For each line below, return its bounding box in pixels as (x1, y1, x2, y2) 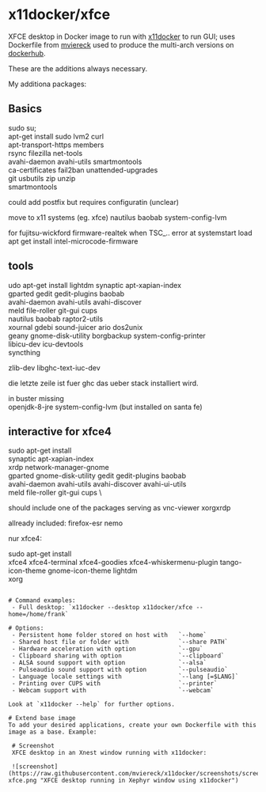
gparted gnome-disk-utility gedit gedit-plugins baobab (8, 471, 187, 480)
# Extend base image (8, 714, 77, 722)
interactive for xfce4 (8, 425, 112, 438)
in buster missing (8, 393, 65, 403)
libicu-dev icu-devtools (8, 339, 84, 349)
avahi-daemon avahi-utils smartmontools (8, 157, 142, 166)
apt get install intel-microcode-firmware (8, 236, 139, 246)
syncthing (8, 347, 41, 357)
